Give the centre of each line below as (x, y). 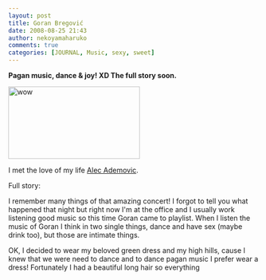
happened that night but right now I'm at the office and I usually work (121, 209)
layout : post (30, 16)
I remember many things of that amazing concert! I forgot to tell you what (128, 201)
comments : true (33, 45)
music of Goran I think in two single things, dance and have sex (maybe (125, 227)
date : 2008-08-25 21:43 (48, 30)
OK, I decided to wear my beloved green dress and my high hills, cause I (127, 250)
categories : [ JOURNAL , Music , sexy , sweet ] (82, 53)
